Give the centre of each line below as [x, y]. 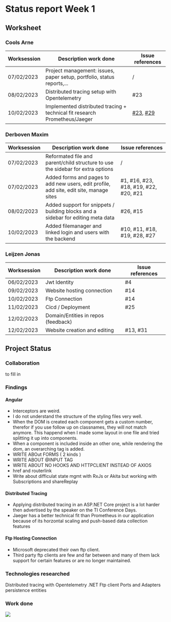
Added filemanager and [74, 226]
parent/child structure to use [79, 163]
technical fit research [71, 113]
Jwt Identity [60, 282]
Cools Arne [20, 42]
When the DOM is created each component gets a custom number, [83, 422]
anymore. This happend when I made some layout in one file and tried [86, 433]
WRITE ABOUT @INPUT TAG [43, 460]
